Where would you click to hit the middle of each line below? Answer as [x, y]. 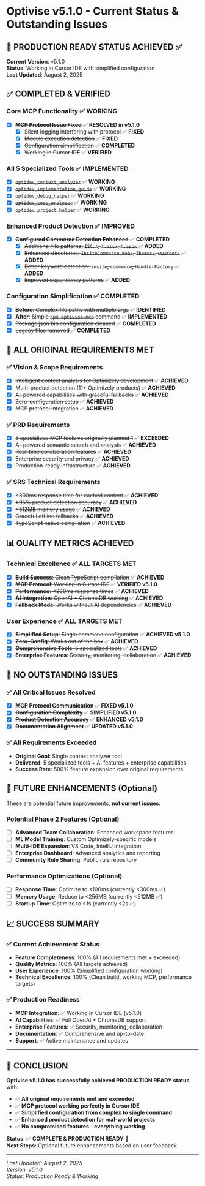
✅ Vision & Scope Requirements [55, 368]
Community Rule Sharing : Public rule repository [76, 860]
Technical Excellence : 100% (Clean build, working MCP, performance [103, 977]
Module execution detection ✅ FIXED [71, 138]
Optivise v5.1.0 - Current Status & [92, 11]
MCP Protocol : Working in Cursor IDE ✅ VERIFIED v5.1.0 [86, 584]
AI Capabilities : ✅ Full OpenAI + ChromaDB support [81, 1020]
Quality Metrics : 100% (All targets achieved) [71, 964]
